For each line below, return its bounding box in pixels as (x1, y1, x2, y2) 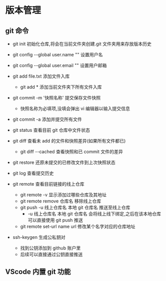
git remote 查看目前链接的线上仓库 (12, 181, 85, 187)
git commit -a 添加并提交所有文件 (12, 116, 82, 122)
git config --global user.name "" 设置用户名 (12, 52, 103, 57)
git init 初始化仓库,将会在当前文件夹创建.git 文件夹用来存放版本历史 (12, 41, 152, 47)
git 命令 (5, 26, 29, 35)
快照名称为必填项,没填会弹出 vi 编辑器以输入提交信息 (20, 106, 130, 112)
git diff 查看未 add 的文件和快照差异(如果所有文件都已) (12, 138, 126, 144)
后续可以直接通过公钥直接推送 (20, 252, 83, 257)
